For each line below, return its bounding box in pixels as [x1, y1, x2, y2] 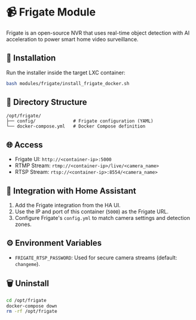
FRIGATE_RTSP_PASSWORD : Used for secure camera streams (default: [14, 253, 177, 261]
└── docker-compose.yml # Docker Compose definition [6, 123, 146, 129]
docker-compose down [6, 303, 58, 309]
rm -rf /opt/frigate [6, 309, 58, 315]
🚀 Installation [6, 53, 56, 64]
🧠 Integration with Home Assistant [6, 186, 136, 196]
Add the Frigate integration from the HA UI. [14, 202, 121, 209]
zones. [14, 221, 32, 228]
